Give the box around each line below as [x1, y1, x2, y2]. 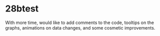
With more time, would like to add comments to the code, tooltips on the [5, 19, 154, 25]
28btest [5, 3, 39, 14]
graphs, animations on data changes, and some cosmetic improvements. [5, 24, 155, 30]
